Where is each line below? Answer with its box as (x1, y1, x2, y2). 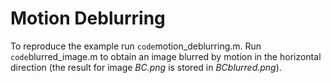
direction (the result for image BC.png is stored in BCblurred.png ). (10, 61, 282, 73)
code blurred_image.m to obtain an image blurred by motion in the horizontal (10, 50, 322, 62)
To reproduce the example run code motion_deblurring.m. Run (10, 40, 262, 52)
